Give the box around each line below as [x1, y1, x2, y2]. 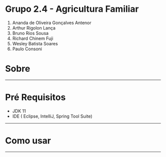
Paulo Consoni [12, 46, 42, 52]
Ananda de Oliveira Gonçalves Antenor [12, 20, 91, 26]
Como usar [5, 135, 51, 146]
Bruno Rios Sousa [12, 30, 49, 36]
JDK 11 [12, 108, 26, 114]
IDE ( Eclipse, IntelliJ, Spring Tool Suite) [12, 113, 93, 119]
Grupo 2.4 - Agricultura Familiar [5, 3, 139, 15]
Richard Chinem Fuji [12, 35, 53, 41]
